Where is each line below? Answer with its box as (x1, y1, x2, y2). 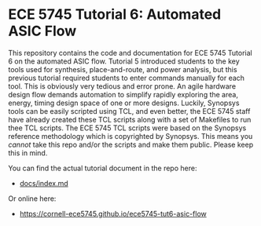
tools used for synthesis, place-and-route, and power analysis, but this (8, 64, 237, 74)
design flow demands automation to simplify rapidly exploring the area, (8, 89, 238, 99)
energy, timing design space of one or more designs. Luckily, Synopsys (8, 98, 240, 108)
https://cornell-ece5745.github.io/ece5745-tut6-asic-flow (19, 209, 207, 218)
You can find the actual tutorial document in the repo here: (8, 163, 197, 173)
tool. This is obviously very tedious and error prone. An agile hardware (8, 81, 237, 91)
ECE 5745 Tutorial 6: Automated (8, 5, 222, 24)
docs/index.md (19, 178, 68, 188)
